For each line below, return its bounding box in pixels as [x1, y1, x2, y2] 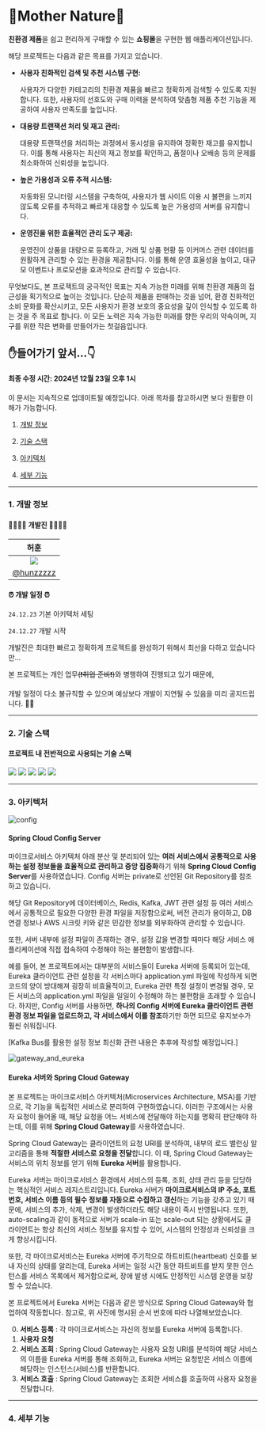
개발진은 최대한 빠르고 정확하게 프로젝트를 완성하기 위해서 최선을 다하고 [8, 643, 228, 652]
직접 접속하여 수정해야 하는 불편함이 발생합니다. [48, 945, 195, 955]
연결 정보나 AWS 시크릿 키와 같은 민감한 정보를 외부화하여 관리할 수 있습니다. [8, 918, 245, 928]
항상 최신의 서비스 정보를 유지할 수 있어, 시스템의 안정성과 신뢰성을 [42, 1224, 247, 1234]
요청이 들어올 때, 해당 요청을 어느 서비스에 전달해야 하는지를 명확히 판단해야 [16, 1111, 249, 1121]
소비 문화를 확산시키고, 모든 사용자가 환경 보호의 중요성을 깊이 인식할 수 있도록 [8, 301, 249, 311]
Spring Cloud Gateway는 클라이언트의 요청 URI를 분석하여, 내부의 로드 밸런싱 [8, 1138, 249, 1148]
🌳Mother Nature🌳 [8, 7, 125, 25]
